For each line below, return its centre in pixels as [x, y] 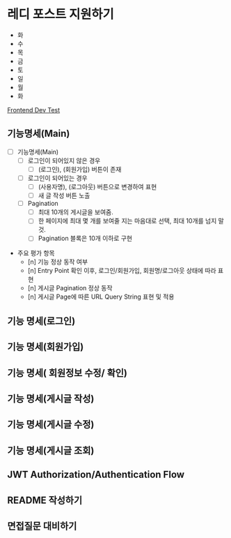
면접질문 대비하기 [42, 526]
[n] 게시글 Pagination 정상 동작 [70, 288]
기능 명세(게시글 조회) [51, 450]
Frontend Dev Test [34, 110]
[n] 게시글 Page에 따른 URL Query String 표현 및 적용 [101, 297]
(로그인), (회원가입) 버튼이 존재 [80, 169]
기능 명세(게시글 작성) [51, 398]
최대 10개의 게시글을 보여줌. [75, 212]
